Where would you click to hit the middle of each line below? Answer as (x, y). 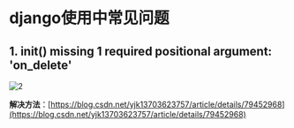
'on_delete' (41, 65)
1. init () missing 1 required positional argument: (140, 51)
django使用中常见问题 (89, 18)
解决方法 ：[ (30, 104)
